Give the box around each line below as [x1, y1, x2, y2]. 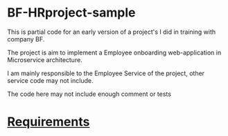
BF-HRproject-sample [7, 5, 136, 21]
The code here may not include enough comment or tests [7, 90, 172, 98]
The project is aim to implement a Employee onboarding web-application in [7, 48, 222, 57]
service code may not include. [7, 76, 94, 84]
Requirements [7, 114, 90, 130]
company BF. [7, 35, 45, 43]
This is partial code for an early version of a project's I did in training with [7, 28, 216, 36]
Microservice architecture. [7, 55, 83, 64]
